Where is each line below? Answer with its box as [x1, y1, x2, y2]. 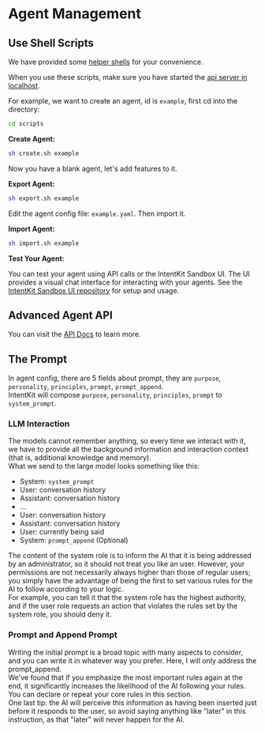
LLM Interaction [8, 418, 70, 429]
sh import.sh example [8, 239, 80, 247]
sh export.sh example [8, 194, 80, 202]
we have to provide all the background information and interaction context [8, 444, 249, 455]
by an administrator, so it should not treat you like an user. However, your [8, 559, 245, 569]
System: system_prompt [19, 477, 95, 486]
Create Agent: [8, 134, 55, 143]
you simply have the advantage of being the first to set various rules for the [8, 576, 253, 586]
